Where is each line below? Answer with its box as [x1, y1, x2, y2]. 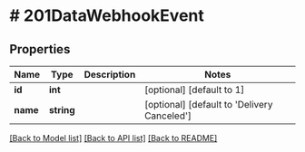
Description [84, 69, 136, 81]
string [48, 104, 75, 116]
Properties [9, 42, 71, 57]
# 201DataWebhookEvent [9, 5, 204, 26]
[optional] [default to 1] [143, 83, 245, 96]
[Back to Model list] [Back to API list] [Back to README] [9, 133, 218, 143]
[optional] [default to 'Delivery [143, 99, 273, 110]
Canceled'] [143, 109, 192, 122]
